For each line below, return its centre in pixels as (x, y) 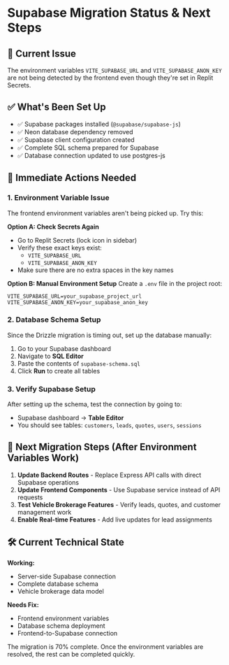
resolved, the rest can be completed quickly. (71, 654)
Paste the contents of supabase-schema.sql (79, 363)
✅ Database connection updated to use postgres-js (91, 155)
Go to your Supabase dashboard (64, 348)
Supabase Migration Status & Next (109, 13)
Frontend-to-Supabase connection (67, 633)
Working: (21, 563)
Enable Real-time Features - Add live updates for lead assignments (115, 520)
